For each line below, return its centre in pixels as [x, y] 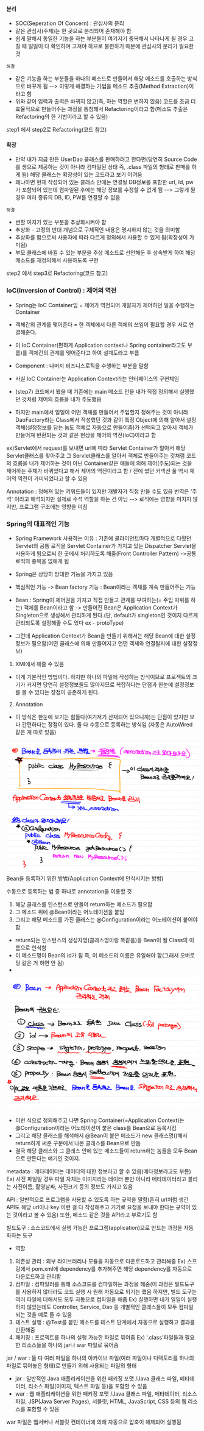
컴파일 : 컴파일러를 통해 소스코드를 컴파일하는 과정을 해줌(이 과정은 [94, 1284]
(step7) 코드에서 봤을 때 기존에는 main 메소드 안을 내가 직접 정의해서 [97, 391]
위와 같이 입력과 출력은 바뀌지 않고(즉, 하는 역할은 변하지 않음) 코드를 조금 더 [105, 101]
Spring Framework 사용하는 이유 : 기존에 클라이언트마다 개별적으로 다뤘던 [103, 538]
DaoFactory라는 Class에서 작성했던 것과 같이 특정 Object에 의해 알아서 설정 [106, 419]
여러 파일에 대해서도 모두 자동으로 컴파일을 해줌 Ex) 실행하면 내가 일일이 [100, 1299]
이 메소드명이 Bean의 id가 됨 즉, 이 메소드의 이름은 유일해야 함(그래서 [97, 955]
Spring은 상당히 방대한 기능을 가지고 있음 [64, 574]
